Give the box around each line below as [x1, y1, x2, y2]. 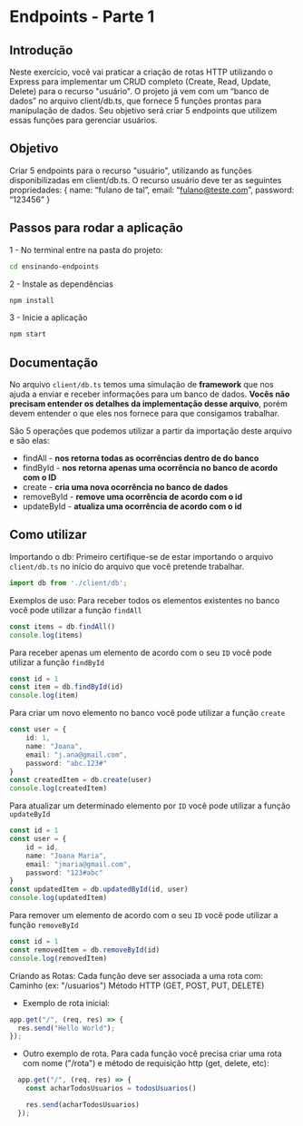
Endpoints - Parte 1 [9, 6, 155, 27]
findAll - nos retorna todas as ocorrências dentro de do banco [22, 453, 259, 464]
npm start [9, 329, 47, 339]
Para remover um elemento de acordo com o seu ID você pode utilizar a [9, 910, 279, 920]
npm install [9, 296, 54, 305]
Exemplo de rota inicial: [22, 997, 111, 1008]
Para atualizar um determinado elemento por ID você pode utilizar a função [9, 800, 291, 811]
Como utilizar [9, 527, 88, 543]
